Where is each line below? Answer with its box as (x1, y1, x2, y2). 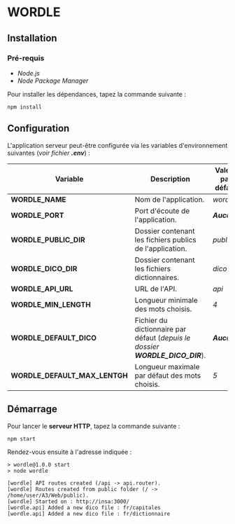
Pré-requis (7, 53, 45, 63)
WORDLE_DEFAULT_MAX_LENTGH (10, 371, 128, 380)
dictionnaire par (134, 324, 187, 333)
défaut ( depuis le (134, 333, 191, 343)
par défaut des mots (134, 371, 201, 380)
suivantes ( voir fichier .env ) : (7, 149, 91, 157)
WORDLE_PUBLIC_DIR (10, 235, 85, 244)
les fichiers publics (134, 235, 197, 244)
